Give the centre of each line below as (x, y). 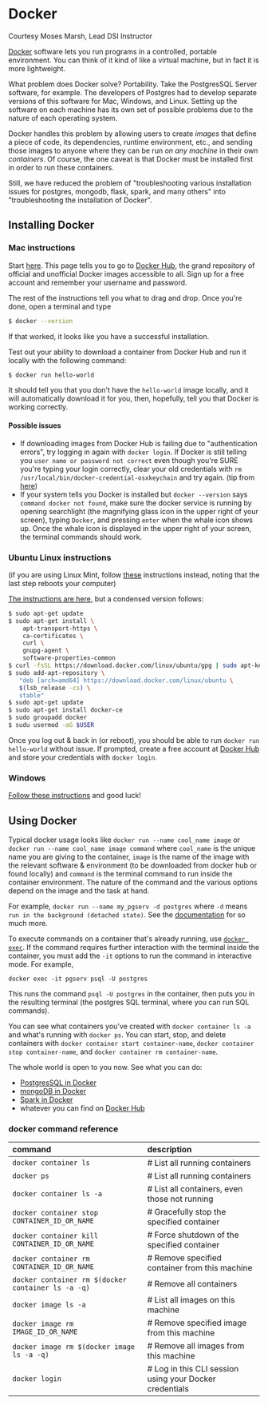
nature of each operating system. (63, 118)
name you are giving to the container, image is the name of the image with (129, 856)
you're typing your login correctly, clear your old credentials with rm (130, 469)
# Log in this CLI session (193, 1369)
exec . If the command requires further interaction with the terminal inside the (134, 947)
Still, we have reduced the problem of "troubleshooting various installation (130, 183)
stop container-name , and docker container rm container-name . (113, 1052)
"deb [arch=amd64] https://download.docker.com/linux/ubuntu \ (126, 681)
